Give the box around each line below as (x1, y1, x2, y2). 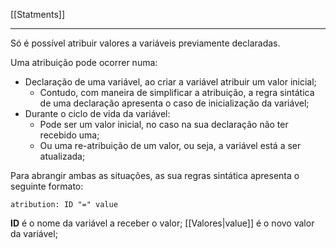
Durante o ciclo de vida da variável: (24, 108, 171, 119)
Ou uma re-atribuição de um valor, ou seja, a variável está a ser (39, 140, 302, 151)
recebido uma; (39, 129, 100, 141)
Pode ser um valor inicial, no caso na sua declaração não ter (39, 119, 289, 130)
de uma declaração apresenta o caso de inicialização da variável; (39, 97, 310, 109)
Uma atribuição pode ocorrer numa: (10, 57, 158, 68)
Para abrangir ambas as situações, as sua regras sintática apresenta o (10, 170, 300, 181)
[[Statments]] (10, 9, 66, 20)
